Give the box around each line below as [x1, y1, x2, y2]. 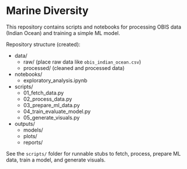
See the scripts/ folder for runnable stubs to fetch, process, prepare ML [6, 150, 181, 157]
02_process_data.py [23, 95, 72, 103]
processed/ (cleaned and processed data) [23, 64, 125, 71]
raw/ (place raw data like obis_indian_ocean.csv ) [23, 58, 141, 65]
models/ [23, 126, 43, 133]
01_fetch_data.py [23, 89, 64, 96]
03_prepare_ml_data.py [23, 101, 80, 108]
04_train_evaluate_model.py [23, 108, 91, 115]
